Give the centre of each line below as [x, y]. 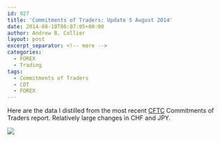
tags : [15, 71]
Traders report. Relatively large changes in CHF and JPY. [89, 118]
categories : [24, 53]
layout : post [26, 39]
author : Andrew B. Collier [46, 33]
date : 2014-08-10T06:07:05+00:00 [56, 26]
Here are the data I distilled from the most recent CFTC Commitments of [110, 111]
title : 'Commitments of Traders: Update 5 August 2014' [90, 20]
